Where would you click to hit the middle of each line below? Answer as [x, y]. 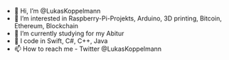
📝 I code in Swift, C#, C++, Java [61, 41]
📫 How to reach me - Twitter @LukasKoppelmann [88, 49]
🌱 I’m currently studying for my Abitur [69, 33]
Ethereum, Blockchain [46, 26]
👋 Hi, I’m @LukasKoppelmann [57, 11]
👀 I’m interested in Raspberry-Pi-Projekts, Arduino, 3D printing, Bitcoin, [118, 18]
